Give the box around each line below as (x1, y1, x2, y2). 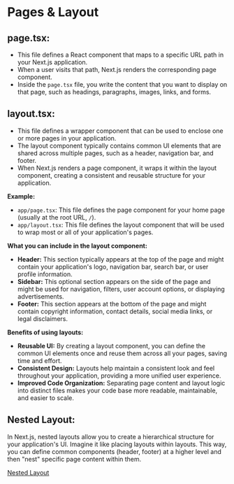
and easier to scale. (17, 393, 75, 402)
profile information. (17, 270, 73, 278)
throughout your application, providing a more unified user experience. (17, 371, 221, 380)
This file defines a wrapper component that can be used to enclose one (17, 127, 224, 135)
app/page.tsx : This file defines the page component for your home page (17, 206, 226, 214)
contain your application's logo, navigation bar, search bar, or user (17, 262, 209, 271)
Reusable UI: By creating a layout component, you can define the (17, 341, 206, 350)
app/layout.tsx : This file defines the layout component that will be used (17, 220, 225, 229)
